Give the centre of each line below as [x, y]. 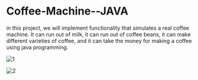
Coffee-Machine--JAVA [67, 11]
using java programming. [37, 47]
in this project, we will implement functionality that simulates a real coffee [98, 28]
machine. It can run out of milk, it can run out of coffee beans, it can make [98, 34]
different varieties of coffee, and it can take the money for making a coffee [99, 41]
